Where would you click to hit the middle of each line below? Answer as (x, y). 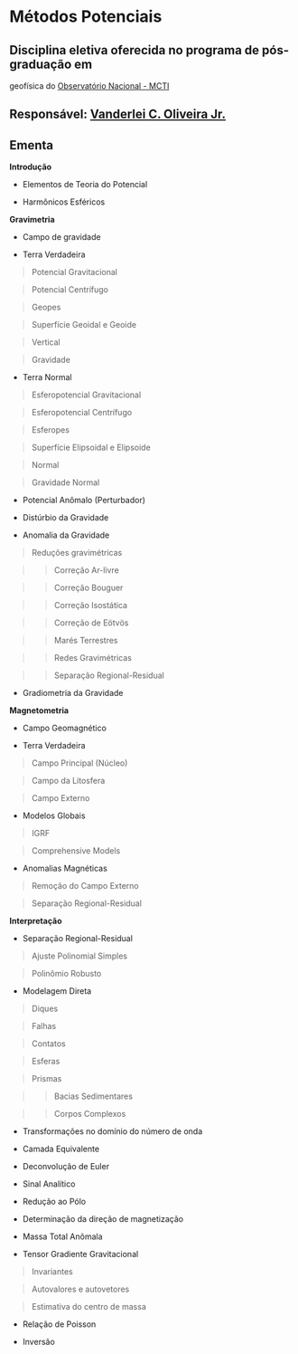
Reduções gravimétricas (77, 553)
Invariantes (52, 1272)
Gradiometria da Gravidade (73, 693)
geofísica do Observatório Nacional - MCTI (89, 86)
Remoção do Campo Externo (85, 886)
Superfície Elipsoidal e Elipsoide (91, 448)
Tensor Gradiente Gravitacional (80, 1254)
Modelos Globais (54, 815)
